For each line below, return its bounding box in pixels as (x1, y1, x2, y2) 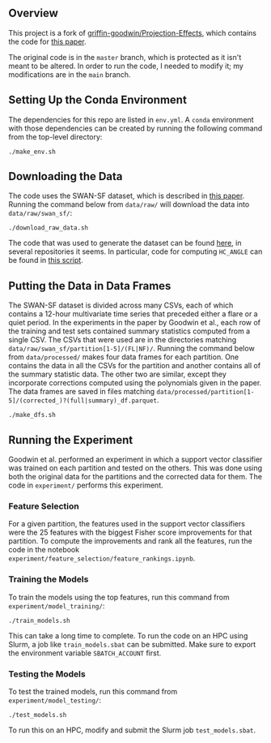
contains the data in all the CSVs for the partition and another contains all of (8, 361, 261, 371)
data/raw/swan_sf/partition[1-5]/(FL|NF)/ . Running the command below (8, 344, 255, 354)
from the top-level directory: (8, 131, 103, 141)
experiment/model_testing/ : (8, 695, 102, 705)
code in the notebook (8, 545, 79, 555)
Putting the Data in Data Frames (8, 279, 171, 293)
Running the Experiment (8, 433, 133, 447)
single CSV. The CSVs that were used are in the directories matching (8, 335, 237, 345)
